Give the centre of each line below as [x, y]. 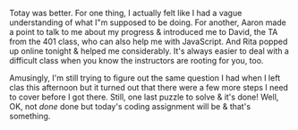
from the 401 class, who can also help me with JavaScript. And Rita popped [149, 41]
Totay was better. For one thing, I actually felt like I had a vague [126, 13]
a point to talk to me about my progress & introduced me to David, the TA [144, 32]
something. [30, 116]
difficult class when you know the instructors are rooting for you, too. [136, 61]
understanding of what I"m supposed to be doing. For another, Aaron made [148, 22]
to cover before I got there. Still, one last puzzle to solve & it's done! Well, [144, 97]
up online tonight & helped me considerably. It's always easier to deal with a [149, 51]
